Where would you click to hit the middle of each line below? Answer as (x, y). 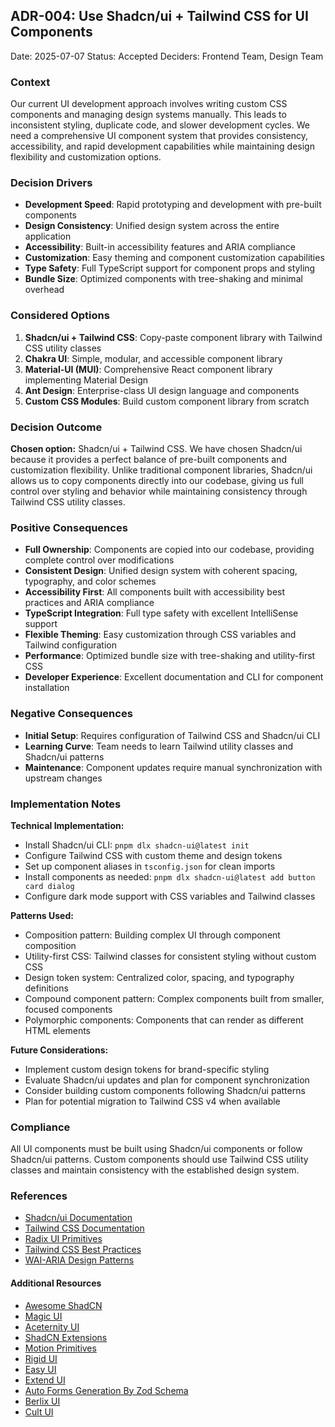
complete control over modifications (99, 560)
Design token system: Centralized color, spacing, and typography (159, 977)
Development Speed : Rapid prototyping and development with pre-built (173, 205)
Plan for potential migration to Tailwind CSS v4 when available (152, 1101)
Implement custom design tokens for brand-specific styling (147, 1069)
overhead (44, 290)
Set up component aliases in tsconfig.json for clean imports (150, 866)
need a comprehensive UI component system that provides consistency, (159, 136)
